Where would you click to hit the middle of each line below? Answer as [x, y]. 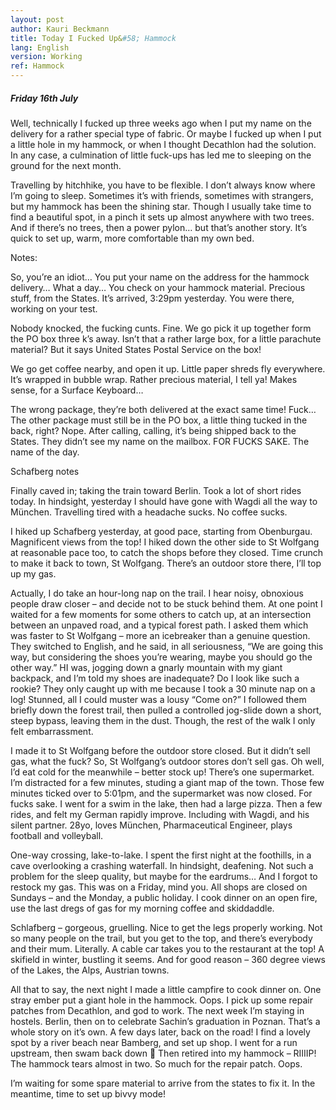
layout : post [37, 19]
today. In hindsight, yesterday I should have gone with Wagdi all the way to [164, 501]
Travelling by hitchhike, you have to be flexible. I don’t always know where [163, 185]
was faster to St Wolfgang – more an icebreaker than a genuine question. [160, 635]
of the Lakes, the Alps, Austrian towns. [90, 970]
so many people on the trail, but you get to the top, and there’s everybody [161, 938]
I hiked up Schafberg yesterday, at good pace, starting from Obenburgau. [161, 531]
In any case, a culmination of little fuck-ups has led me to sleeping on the [161, 155]
